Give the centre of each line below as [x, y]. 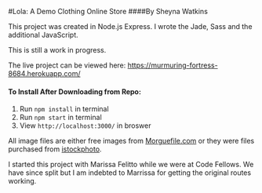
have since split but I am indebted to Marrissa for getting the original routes [130, 173]
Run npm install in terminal [64, 109]
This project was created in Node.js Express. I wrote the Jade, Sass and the [130, 26]
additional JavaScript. [43, 35]
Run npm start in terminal [60, 118]
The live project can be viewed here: [67, 65]
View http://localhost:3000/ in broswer [85, 126]
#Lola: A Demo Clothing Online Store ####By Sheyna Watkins [108, 11]
